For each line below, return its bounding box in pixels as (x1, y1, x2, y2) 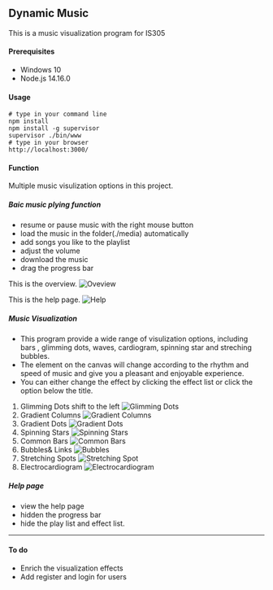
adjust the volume (19, 246, 80, 256)
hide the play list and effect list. (19, 518, 125, 528)
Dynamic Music (8, 7, 89, 20)
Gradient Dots (19, 419, 67, 429)
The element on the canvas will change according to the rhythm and (19, 360, 249, 369)
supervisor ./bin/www (8, 132, 82, 140)
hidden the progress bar (19, 510, 102, 520)
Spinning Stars (19, 427, 70, 438)
